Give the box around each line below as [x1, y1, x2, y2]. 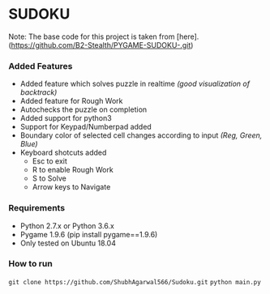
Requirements [8, 202, 66, 214]
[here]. [176, 32, 199, 41]
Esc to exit [32, 156, 67, 166]
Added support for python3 [19, 113, 112, 123]
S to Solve [32, 173, 66, 183]
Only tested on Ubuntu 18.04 [19, 238, 116, 248]
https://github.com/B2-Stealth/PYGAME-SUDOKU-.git [11, 40, 191, 49]
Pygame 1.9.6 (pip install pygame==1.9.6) [19, 229, 158, 239]
